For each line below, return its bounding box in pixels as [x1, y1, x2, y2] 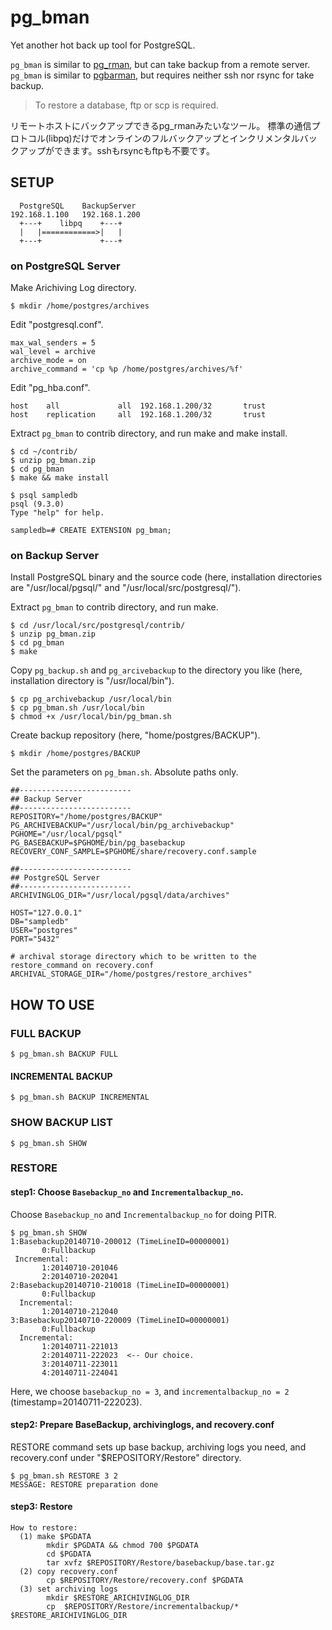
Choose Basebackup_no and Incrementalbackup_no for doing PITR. [10, 1208, 277, 1220]
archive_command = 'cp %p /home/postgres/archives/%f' [10, 364, 244, 375]
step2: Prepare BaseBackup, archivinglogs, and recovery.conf [10, 1419, 275, 1431]
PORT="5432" [10, 934, 60, 945]
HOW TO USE [10, 996, 95, 1013]
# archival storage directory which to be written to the [10, 952, 257, 962]
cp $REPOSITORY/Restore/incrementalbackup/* [46, 1602, 240, 1612]
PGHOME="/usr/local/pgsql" [10, 829, 123, 840]
